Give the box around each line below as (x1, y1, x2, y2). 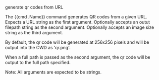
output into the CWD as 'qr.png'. (5, 45, 71, 50)
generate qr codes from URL (5, 4, 63, 10)
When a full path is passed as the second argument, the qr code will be (5, 54, 151, 60)
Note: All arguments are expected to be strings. (5, 69, 102, 75)
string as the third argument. (5, 30, 63, 35)
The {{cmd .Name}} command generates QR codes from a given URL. (5, 14, 148, 19)
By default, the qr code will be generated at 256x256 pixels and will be (5, 39, 150, 45)
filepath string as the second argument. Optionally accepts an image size (5, 24, 155, 30)
